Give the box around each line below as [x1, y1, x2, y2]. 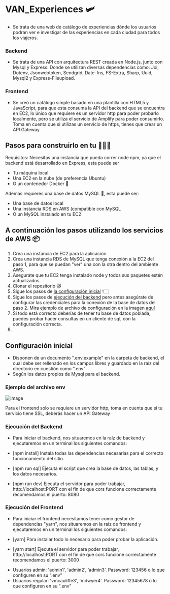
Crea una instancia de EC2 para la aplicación [12, 251, 107, 257]
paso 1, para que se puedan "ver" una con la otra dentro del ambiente [12, 261, 158, 268]
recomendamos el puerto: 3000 [12, 557, 80, 563]
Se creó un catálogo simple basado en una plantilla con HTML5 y [12, 99, 149, 105]
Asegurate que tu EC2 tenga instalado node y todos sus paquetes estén [12, 272, 163, 278]
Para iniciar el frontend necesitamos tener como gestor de [12, 515, 134, 521]
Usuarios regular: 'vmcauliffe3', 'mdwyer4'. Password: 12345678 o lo [12, 577, 157, 583]
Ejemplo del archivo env [5, 383, 65, 391]
